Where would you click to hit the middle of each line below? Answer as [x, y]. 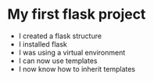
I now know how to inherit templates [77, 69]
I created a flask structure [60, 36]
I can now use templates [58, 61]
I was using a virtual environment [72, 52]
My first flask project [77, 14]
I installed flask [43, 44]
